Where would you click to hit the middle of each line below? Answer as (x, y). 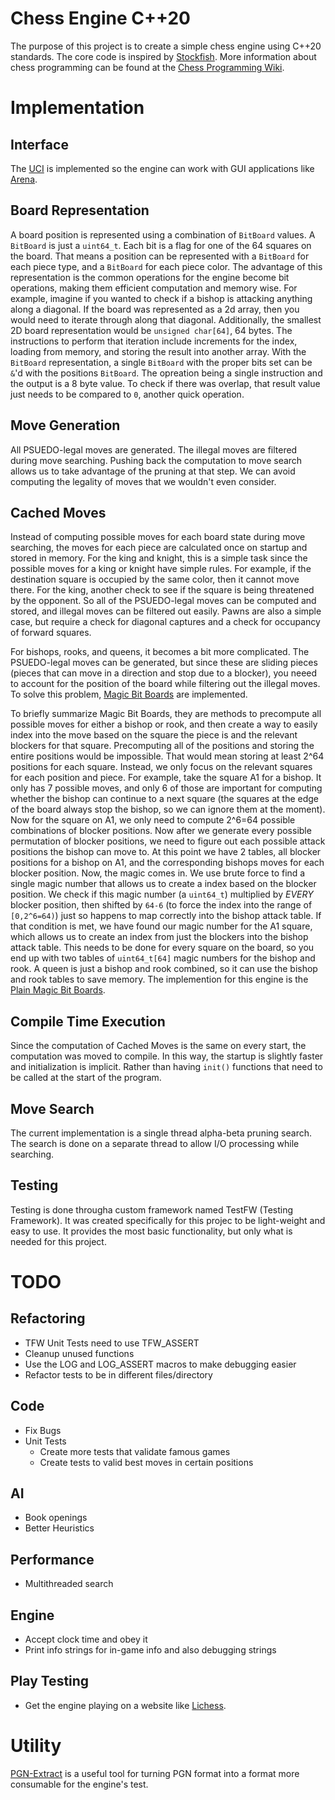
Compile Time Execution (88, 1021)
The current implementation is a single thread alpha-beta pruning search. (161, 1133)
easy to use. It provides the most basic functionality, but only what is (151, 1231)
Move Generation (65, 425)
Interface (39, 144)
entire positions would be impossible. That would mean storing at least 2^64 (167, 756)
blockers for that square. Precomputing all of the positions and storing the (162, 746)
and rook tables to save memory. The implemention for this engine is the (159, 979)
